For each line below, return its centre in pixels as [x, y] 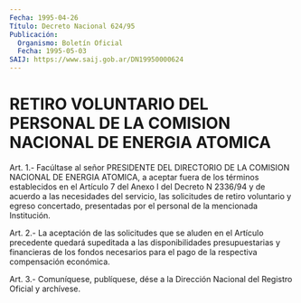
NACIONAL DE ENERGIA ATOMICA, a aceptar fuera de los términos [134, 177]
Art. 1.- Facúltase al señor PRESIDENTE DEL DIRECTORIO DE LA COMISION [150, 167]
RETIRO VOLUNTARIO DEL [109, 104]
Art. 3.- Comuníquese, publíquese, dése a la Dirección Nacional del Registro [151, 279]
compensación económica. [60, 262]
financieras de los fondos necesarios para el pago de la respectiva [133, 252]
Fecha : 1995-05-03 [52, 51]
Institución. [30, 215]
